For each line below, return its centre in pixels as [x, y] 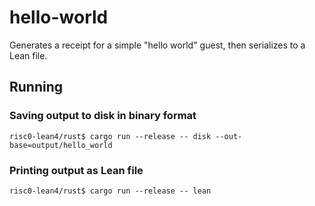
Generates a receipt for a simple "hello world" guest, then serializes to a [157, 45]
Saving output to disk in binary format [103, 116]
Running [36, 87]
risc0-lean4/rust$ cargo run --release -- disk [110, 136]
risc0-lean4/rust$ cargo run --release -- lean [110, 191]
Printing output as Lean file [76, 170]
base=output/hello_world [61, 145]
